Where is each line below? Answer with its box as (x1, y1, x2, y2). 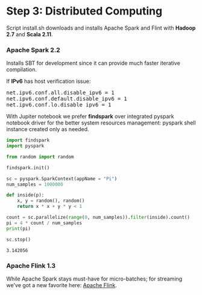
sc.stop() (6, 236, 31, 242)
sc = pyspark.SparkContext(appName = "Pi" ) (6, 175, 118, 182)
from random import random (6, 154, 74, 160)
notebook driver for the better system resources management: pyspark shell (6, 119, 196, 126)
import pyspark (6, 143, 45, 149)
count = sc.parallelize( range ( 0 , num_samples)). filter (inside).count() (6, 215, 190, 221)
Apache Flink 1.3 (6, 261, 56, 270)
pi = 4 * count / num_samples (6, 219, 83, 226)
